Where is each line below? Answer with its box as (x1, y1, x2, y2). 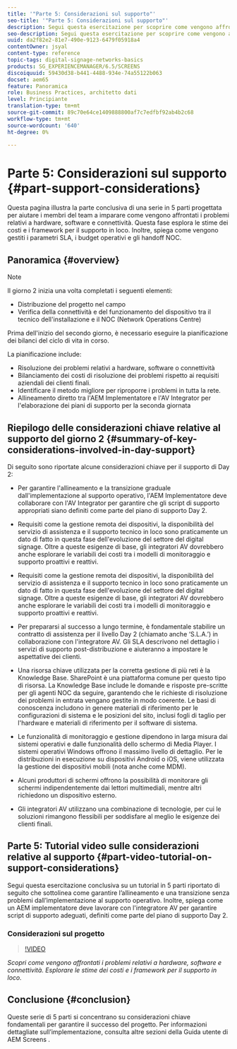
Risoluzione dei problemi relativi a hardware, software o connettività (17, 364, 215, 372)
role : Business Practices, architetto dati (7, 89, 138, 96)
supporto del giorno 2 (7, 432, 104, 445)
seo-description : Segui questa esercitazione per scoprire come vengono (7, 30, 226, 37)
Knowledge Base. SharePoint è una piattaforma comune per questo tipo (17, 673, 226, 682)
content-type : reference (7, 50, 80, 57)
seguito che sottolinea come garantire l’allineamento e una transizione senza (7, 888, 230, 897)
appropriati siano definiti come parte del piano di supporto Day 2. (17, 506, 207, 514)
